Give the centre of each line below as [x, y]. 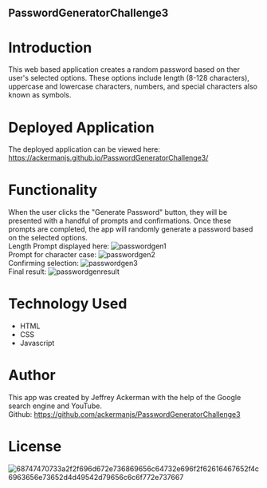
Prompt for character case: [53, 255]
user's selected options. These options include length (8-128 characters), [129, 78]
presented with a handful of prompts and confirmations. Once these [120, 221]
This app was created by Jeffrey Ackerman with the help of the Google [125, 398]
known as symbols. [40, 95]
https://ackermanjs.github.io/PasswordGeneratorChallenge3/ [108, 158]
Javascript [37, 343]
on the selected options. [48, 238]
